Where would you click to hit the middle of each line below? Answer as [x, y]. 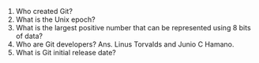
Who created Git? [44, 11]
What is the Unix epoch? [56, 19]
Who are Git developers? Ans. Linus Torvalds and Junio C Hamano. [125, 44]
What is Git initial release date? [66, 52]
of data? [29, 36]
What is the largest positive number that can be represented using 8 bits [133, 28]
